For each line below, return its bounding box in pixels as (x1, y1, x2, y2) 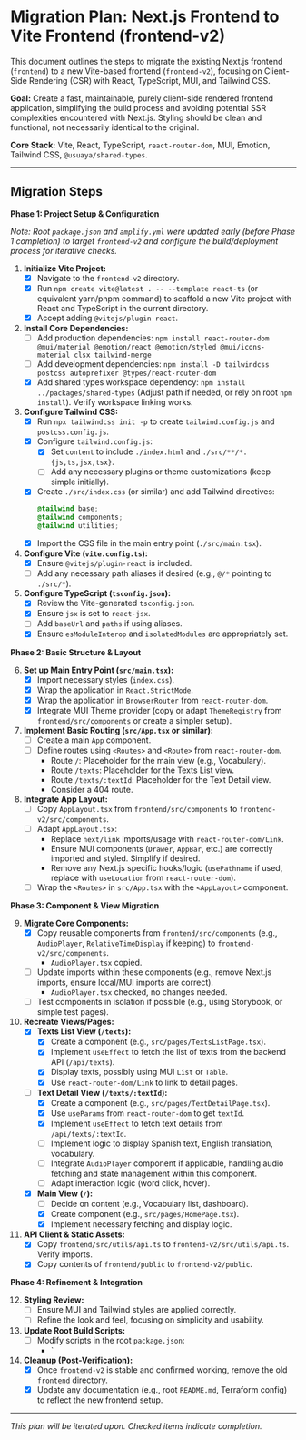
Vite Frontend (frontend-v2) (10, 25, 226, 46)
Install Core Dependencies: (23, 322, 129, 333)
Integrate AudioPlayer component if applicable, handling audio (50, 1158, 284, 1169)
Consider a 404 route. (50, 784, 134, 795)
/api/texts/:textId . (50, 1128, 127, 1139)
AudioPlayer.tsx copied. (50, 958, 143, 968)
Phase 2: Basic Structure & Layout (10, 646, 142, 657)
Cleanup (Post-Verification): (23, 1354, 133, 1365)
